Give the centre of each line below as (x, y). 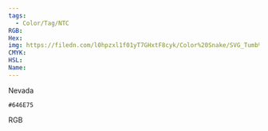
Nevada (21, 90)
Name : (17, 68)
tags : (17, 16)
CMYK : (17, 53)
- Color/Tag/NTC (42, 23)
